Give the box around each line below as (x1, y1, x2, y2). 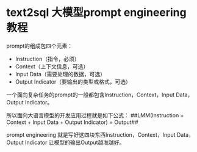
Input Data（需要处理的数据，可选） (15, 70, 106, 78)
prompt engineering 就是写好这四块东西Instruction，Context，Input (6, 131, 176, 138)
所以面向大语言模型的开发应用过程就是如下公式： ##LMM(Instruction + (6, 111, 184, 119)
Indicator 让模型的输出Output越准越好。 (24, 139, 125, 146)
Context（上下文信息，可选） (15, 62, 89, 70)
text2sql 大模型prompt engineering (6, 5, 187, 20)
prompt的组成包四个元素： (6, 42, 73, 49)
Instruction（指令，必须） (15, 55, 80, 62)
